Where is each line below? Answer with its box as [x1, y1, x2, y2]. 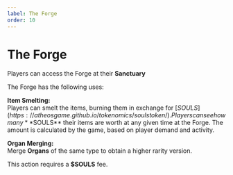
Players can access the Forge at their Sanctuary [7, 69, 146, 78]
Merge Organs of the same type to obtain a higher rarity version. [7, 147, 193, 155]
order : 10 [7, 17, 36, 24]
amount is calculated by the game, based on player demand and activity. [7, 126, 215, 134]
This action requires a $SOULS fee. [7, 160, 108, 169]
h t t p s [9, 111, 24, 119]
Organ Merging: [7, 140, 54, 148]
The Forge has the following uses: [7, 83, 104, 91]
